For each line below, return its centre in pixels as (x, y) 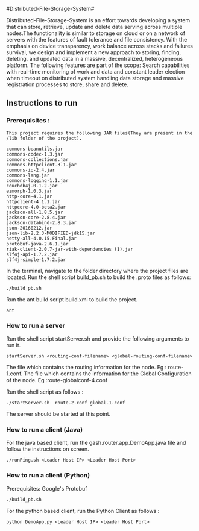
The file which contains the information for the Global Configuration (108, 374)
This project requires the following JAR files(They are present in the (99, 133)
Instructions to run (42, 103)
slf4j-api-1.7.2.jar (32, 254)
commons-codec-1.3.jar (35, 154)
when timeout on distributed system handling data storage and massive (95, 78)
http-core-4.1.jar (29, 196)
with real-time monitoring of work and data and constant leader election (96, 71)
